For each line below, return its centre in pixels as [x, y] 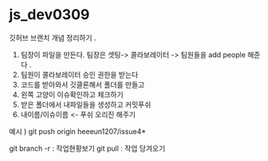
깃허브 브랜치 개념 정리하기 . [53, 37]
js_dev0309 [49, 15]
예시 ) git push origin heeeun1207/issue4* [78, 131]
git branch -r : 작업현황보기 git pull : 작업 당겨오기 [87, 148]
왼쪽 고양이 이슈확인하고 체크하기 [72, 94]
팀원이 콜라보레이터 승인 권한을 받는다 [79, 74]
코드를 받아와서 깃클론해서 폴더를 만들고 [83, 84]
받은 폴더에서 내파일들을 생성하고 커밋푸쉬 [86, 104]
